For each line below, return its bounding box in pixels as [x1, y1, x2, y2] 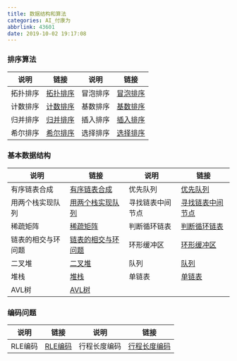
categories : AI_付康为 [7, 17, 71, 24]
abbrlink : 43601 [7, 23, 55, 30]
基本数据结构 [7, 151, 51, 161]
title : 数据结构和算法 [7, 10, 67, 18]
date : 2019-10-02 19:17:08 [7, 30, 87, 37]
